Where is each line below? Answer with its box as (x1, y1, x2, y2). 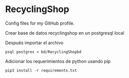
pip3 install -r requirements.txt (5, 68, 77, 73)
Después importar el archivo (5, 39, 63, 46)
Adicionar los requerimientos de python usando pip (5, 58, 111, 64)
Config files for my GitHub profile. (5, 20, 75, 26)
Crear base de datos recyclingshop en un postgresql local (5, 30, 124, 36)
